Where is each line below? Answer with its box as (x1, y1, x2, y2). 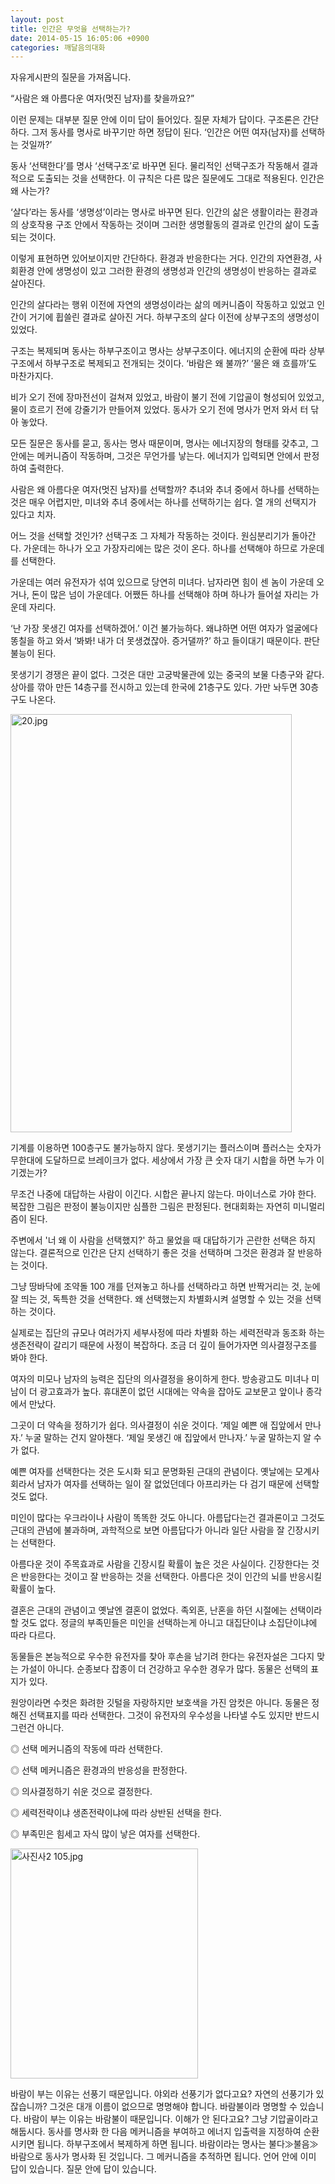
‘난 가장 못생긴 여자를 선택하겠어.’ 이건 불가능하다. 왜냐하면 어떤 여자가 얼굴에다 (10, 622, 318, 635)
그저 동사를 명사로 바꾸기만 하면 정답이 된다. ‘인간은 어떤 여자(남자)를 (31, 126, 299, 138)
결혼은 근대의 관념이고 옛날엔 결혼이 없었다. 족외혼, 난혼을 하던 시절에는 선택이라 (10, 1604, 323, 1616)
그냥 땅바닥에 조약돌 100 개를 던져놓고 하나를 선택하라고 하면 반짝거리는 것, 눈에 (10, 1281, 321, 1293)
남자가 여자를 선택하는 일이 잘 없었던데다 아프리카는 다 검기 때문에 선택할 (36, 1478, 320, 1490)
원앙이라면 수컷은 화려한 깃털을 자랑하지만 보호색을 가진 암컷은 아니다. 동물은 (10, 1697, 310, 1709)
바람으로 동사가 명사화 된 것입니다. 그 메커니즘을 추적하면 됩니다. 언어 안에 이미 (10, 2151, 317, 2163)
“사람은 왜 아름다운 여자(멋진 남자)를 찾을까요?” (10, 92, 195, 105)
